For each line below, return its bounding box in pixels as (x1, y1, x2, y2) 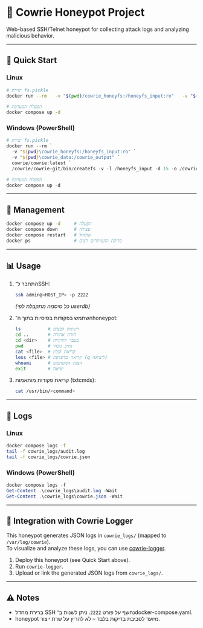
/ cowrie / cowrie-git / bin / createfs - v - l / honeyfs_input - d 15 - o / (11, 165, 182, 172)
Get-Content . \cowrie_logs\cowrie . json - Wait (6, 493, 123, 499)
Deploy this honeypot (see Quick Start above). (14, 556, 130, 564)
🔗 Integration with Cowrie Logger (6, 515, 134, 526)
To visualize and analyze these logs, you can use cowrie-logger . (6, 545, 166, 552)
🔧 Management (6, 204, 65, 215)
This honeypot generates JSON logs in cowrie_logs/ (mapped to (6, 532, 167, 539)
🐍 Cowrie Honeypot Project (6, 5, 145, 19)
